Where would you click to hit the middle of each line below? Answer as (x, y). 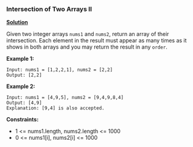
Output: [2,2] (24, 75)
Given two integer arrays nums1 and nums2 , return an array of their (88, 34)
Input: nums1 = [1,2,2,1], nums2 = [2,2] (60, 70)
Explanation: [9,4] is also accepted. (55, 108)
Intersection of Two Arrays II (49, 9)
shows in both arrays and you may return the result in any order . (87, 47)
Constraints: (23, 120)
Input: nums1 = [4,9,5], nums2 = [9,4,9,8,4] (65, 98)
